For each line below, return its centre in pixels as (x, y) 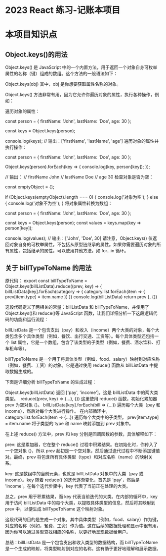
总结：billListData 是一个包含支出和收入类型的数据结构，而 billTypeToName (82, 542)
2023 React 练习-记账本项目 (63, 10)
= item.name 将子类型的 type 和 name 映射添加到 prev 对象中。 (69, 423)
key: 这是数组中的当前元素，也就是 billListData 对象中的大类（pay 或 (74, 473)
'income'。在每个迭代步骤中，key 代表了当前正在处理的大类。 (68, 486)
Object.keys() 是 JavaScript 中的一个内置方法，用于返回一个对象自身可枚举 (81, 67)
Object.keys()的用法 (36, 54)
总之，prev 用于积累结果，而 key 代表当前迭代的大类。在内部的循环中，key (82, 497)
